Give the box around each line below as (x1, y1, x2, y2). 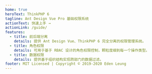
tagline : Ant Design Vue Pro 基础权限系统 (5, 16, 89, 21)
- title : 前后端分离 (9, 35, 48, 39)
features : (5, 30, 26, 35)
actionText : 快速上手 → (5, 20, 51, 26)
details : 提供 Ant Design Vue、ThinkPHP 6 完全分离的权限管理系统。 (14, 39, 146, 44)
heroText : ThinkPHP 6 (5, 12, 50, 17)
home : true (5, 7, 28, 12)
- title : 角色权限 (9, 43, 44, 48)
